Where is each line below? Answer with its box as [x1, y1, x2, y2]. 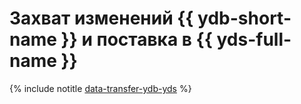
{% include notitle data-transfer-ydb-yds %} [9, 82, 192, 94]
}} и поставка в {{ [60, 28, 213, 51]
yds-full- [216, 28, 292, 51]
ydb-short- [197, 7, 292, 30]
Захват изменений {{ [9, 7, 194, 30]
